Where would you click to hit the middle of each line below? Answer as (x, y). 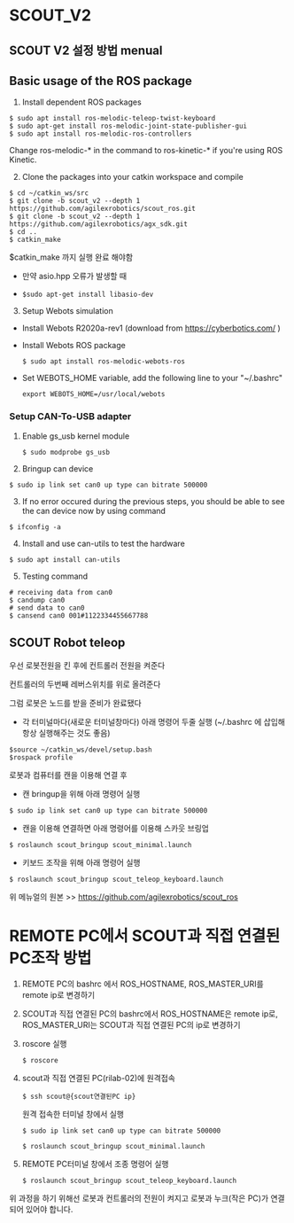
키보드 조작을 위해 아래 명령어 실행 (81, 862)
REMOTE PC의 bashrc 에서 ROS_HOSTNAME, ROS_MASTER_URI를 (143, 984)
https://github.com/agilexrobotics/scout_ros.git (103, 209)
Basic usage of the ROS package (101, 81)
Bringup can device (58, 468)
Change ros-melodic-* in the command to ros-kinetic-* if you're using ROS (146, 151)
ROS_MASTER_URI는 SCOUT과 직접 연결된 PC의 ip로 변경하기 (131, 1025)
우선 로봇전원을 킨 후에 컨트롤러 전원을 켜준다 (87, 665)
